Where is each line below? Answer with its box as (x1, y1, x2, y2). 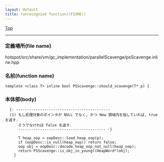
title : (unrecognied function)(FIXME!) (5, 12, 86, 17)
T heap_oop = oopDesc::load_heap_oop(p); (18, 136, 104, 141)
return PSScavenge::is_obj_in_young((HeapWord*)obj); (18, 148, 130, 154)
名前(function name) (5, 72, 55, 79)
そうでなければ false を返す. (18, 123, 72, 128)
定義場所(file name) (5, 42, 52, 49)
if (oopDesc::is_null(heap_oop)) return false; (18, 140, 117, 145)
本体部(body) (5, 96, 37, 103)
